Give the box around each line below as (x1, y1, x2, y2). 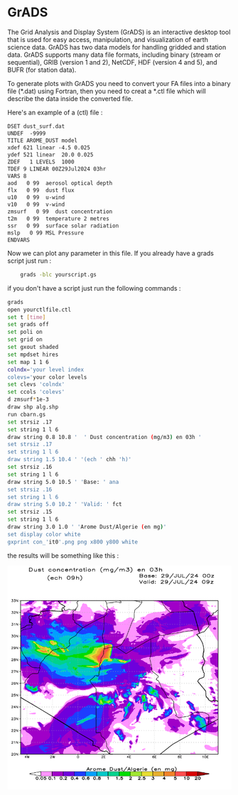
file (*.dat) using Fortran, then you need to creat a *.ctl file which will (7, 87, 206, 95)
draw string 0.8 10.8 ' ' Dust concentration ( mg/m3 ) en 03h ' (7, 433, 202, 440)
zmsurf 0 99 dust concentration (7, 207, 113, 215)
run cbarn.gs (7, 411, 46, 418)
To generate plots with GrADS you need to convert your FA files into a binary (7, 79, 231, 87)
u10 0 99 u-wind (7, 193, 65, 201)
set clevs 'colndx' (7, 381, 65, 388)
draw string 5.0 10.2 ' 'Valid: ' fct (7, 501, 122, 508)
